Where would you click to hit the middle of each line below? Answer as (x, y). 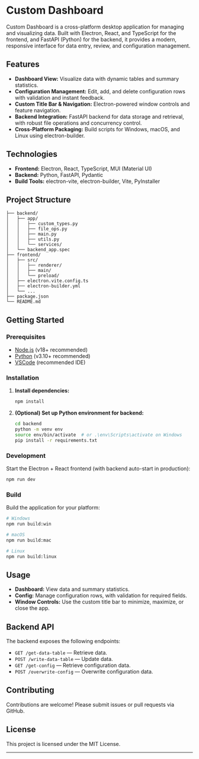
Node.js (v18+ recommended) (51, 350)
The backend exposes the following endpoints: (63, 641)
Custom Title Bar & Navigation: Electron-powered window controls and (102, 104)
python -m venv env (39, 429)
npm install (29, 401)
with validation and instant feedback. (60, 97)
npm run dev (21, 480)
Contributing (30, 690)
